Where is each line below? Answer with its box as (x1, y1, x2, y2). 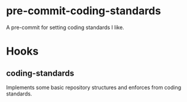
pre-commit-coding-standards (6, 4, 162, 18)
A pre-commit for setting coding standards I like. (6, 24, 124, 31)
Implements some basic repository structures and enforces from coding (6, 84, 182, 91)
